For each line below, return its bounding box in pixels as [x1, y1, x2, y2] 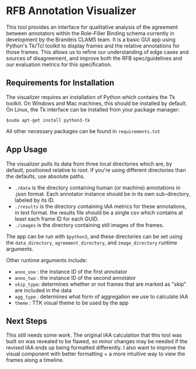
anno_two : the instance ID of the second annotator [14, 274, 136, 281]
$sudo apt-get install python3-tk [6, 117, 91, 123]
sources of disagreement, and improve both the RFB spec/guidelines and [6, 55, 183, 62]
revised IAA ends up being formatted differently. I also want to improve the [6, 344, 185, 351]
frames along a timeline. [6, 357, 64, 364]
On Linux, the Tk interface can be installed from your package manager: [6, 106, 180, 113]
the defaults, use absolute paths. [6, 172, 85, 180]
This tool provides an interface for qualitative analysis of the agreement [6, 23, 178, 31]
